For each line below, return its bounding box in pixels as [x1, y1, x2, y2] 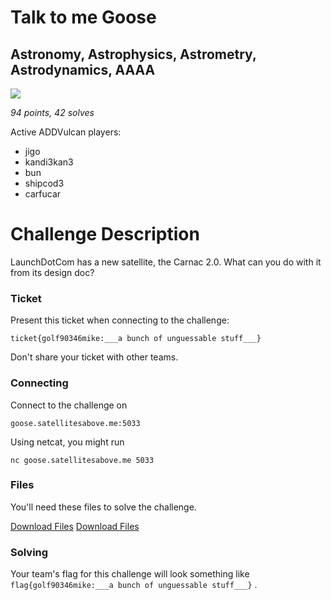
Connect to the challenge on [10, 399, 128, 411]
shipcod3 [24, 177, 65, 189]
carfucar [24, 188, 62, 200]
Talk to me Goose [10, 6, 157, 29]
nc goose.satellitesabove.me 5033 [10, 455, 155, 465]
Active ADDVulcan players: [10, 126, 122, 138]
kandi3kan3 [24, 156, 74, 168]
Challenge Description [10, 223, 200, 246]
